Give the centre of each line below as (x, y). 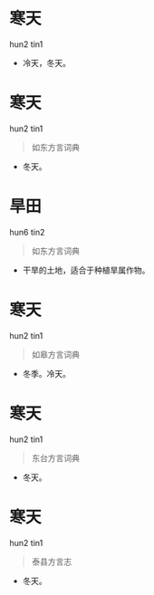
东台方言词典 (55, 457)
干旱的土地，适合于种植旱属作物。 (86, 270)
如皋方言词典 (55, 354)
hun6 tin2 (27, 232)
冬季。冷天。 (46, 373)
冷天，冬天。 (46, 62)
